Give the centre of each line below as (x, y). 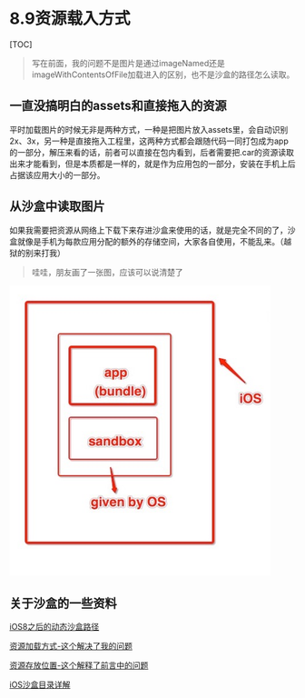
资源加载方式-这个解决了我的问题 (71, 646)
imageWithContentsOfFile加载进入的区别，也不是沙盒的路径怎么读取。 (163, 75)
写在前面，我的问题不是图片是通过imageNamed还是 (128, 63)
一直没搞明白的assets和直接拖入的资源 (118, 106)
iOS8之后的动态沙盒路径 (54, 627)
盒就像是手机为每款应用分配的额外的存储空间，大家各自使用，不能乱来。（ (147, 241)
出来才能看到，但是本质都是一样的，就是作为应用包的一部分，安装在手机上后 (152, 164)
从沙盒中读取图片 (57, 207)
